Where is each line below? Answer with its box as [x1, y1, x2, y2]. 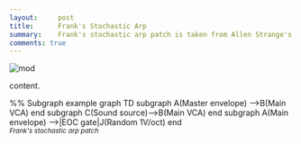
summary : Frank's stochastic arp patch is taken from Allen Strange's [9, 30, 293, 39]
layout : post [9, 13, 75, 22]
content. [9, 80, 41, 91]
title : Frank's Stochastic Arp [9, 22, 147, 31]
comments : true [9, 38, 67, 48]
